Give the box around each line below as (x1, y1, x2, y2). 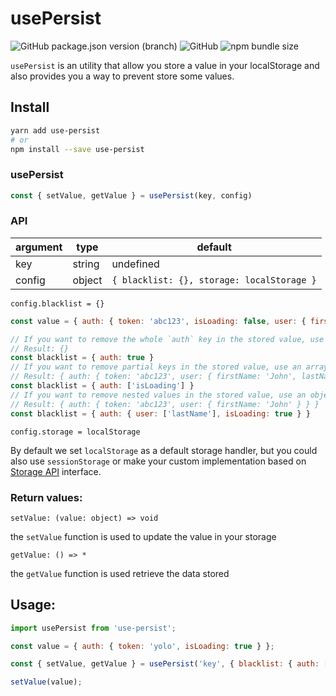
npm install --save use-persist (10, 144, 145, 154)
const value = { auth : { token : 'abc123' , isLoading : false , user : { (10, 316, 307, 326)
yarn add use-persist (10, 125, 101, 136)
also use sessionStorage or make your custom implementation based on (10, 455, 307, 467)
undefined (111, 257, 160, 271)
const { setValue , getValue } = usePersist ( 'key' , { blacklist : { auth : (10, 659, 320, 669)
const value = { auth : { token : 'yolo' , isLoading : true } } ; (10, 641, 275, 651)
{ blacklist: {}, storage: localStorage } (111, 274, 317, 286)
